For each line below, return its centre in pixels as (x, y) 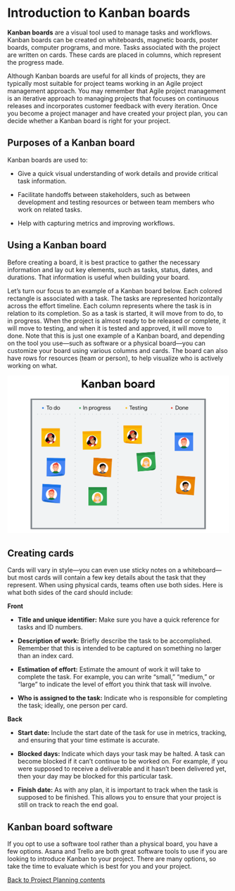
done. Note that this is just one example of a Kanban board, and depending (116, 335)
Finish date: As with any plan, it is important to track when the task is (118, 790)
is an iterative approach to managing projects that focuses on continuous (113, 98)
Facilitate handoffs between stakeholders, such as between (104, 194)
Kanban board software (60, 827)
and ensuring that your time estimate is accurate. (88, 741)
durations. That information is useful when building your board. (99, 277)
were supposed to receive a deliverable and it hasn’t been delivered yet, (122, 769)
